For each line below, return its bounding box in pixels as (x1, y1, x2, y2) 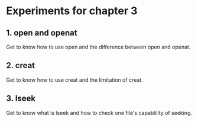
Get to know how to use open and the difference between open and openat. (6, 43, 191, 50)
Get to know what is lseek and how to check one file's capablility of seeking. (6, 109, 193, 116)
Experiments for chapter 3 (6, 4, 138, 18)
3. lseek (6, 94, 36, 104)
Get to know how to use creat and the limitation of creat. (6, 76, 143, 84)
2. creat (6, 60, 35, 70)
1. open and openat (6, 28, 78, 38)
